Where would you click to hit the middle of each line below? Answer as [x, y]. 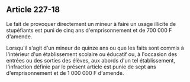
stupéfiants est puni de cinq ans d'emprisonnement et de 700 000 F [89, 30]
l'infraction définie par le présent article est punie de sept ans [81, 67]
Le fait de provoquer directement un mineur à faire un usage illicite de [91, 24]
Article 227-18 [33, 10]
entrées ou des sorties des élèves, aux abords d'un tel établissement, [91, 60]
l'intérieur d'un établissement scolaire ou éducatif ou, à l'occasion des [92, 54]
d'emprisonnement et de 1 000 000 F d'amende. [65, 73]
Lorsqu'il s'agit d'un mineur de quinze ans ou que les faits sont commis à [95, 48]
